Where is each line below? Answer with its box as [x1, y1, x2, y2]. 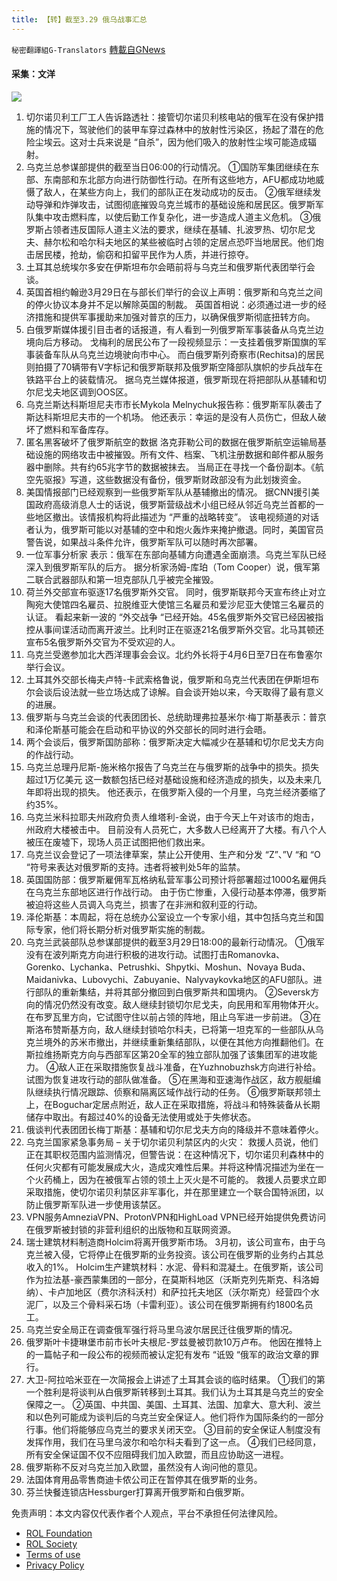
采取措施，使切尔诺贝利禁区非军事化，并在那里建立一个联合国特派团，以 [25, 1186, 324, 1198]
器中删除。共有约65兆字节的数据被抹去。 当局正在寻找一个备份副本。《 [25, 461, 316, 473]
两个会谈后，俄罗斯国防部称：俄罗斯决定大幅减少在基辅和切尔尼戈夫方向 [25, 736, 324, 748]
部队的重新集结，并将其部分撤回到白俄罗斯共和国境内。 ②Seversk [34, 986, 311, 998]
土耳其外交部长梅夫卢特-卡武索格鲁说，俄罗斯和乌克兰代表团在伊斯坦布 [25, 673, 320, 685]
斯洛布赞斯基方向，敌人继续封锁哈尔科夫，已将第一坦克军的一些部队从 [25, 1023, 316, 1035]
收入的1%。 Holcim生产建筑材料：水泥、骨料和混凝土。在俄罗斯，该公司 [25, 1261, 324, 1273]
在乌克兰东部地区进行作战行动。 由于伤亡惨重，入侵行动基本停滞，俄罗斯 [25, 886, 327, 898]
